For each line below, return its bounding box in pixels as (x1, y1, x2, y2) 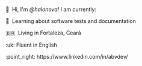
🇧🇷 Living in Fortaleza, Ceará (5, 29, 82, 36)
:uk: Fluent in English (5, 41, 58, 48)
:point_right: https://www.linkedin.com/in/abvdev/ (5, 53, 128, 60)
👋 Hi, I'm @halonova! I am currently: (5, 6, 97, 13)
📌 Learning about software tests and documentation (5, 18, 136, 24)
